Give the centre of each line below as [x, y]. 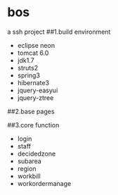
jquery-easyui [38, 90]
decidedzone [37, 153]
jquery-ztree [35, 97]
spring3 [29, 75]
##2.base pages [31, 111]
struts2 [28, 68]
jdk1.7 [26, 60]
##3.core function [33, 125]
